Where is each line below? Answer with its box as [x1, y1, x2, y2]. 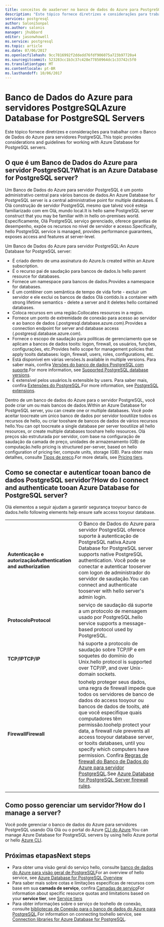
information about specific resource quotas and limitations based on [12, 890, 150, 896]
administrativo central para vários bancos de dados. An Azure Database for [5, 192, 155, 198]
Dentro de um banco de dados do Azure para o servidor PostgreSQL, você [5, 397, 155, 403]
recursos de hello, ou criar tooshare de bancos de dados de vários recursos [5, 418, 158, 423]
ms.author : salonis [5, 25, 45, 30]
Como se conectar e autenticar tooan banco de [5, 468, 151, 477]
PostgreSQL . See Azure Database [78, 771, 155, 777]
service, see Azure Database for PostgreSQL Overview [12, 875, 123, 881]
